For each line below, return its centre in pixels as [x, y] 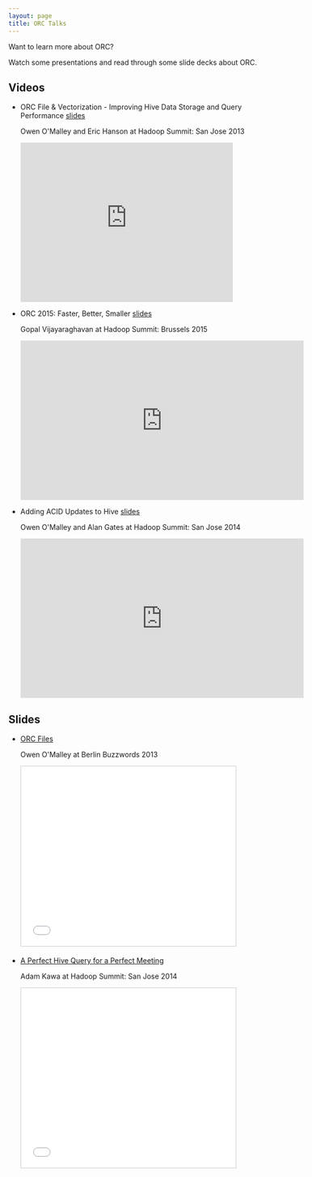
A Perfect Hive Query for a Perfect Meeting [92, 961]
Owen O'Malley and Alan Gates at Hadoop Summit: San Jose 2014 [130, 527]
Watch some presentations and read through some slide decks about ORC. [133, 62]
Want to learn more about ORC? [61, 46]
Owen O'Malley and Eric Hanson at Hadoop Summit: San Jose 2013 [132, 131]
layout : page [30, 16]
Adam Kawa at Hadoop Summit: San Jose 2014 [99, 976]
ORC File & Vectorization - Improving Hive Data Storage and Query [131, 107]
